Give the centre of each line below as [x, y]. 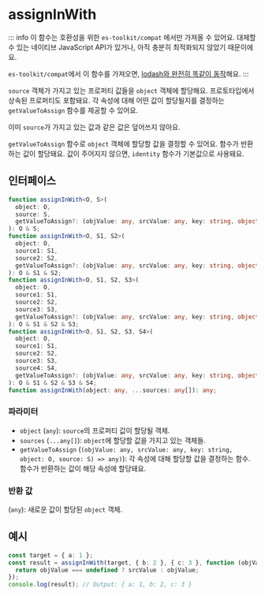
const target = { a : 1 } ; [50, 555]
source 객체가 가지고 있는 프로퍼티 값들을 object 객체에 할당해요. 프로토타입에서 [131, 90]
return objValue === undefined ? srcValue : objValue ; [107, 570]
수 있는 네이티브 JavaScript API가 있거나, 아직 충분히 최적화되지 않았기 [117, 47]
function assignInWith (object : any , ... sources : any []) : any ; [112, 390]
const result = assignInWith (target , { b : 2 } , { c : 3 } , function [121, 562]
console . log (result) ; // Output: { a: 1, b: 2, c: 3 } [100, 585]
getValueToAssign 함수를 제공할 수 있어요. [73, 110]
